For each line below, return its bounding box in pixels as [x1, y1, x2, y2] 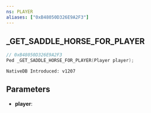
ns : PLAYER [6, 8, 33, 15]
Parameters [6, 84, 51, 95]
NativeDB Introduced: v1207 [6, 68, 76, 74]
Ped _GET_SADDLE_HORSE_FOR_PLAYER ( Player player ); [6, 58, 134, 64]
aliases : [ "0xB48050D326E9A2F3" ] [6, 14, 89, 20]
